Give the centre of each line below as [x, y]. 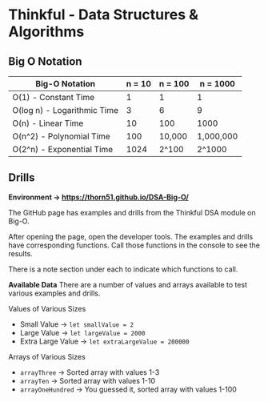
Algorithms [46, 32]
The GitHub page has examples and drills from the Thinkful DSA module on [132, 212]
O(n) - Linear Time [48, 123]
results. [21, 253]
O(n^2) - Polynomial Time [61, 136]
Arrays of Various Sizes [47, 356]
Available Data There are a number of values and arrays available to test [128, 284]
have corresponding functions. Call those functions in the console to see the [134, 245]
